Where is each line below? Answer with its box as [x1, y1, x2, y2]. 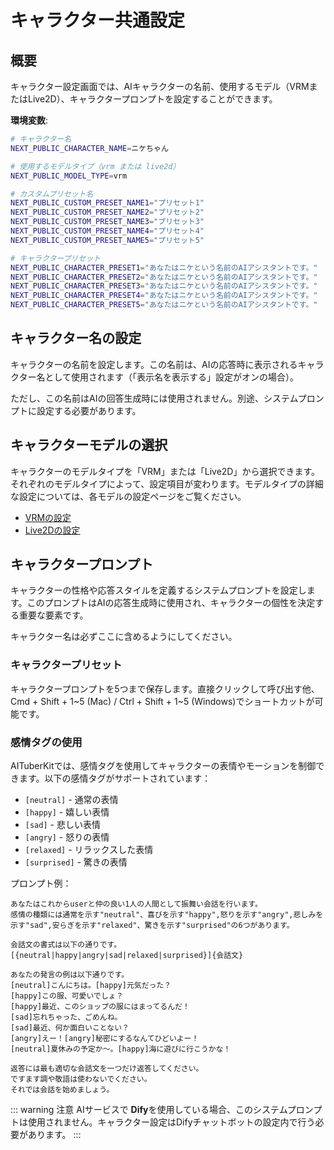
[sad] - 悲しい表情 [24, 819, 101, 831]
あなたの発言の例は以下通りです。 [10, 970, 130, 980]
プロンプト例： [10, 877, 72, 890]
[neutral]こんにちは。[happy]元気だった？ [10, 981, 172, 991]
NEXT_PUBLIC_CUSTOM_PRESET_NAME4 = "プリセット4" [10, 226, 205, 236]
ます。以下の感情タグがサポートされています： [18, 772, 212, 785]
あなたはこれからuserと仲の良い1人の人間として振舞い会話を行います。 [10, 899, 263, 910]
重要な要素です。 [18, 609, 89, 621]
